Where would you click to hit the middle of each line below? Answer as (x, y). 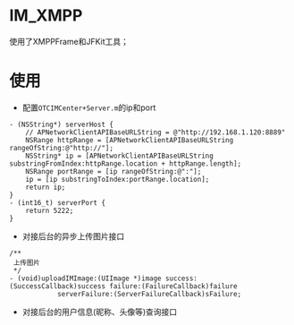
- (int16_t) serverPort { (57, 202)
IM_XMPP (46, 16)
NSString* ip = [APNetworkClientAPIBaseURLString (120, 156)
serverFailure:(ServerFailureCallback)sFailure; (149, 294)
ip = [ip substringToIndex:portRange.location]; (118, 179)
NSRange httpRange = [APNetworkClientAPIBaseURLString (130, 140)
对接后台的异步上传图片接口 (73, 236)
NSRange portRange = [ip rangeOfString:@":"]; (113, 171)
